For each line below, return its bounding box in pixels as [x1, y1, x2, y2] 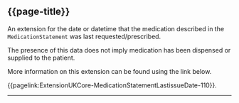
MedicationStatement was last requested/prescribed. [7, 32, 161, 40]
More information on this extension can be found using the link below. [7, 67, 212, 75]
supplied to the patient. [7, 53, 75, 62]
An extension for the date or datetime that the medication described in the [7, 24, 225, 33]
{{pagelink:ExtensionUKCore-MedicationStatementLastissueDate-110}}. [7, 81, 217, 90]
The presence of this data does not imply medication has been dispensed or [7, 45, 231, 54]
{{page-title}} [7, 6, 70, 18]
